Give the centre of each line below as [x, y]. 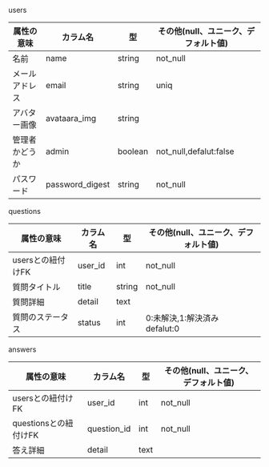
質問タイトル [37, 287]
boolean [133, 151]
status [89, 322]
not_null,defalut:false [195, 151]
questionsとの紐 [43, 423]
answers [22, 349]
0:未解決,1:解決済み [182, 318]
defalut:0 [163, 328]
